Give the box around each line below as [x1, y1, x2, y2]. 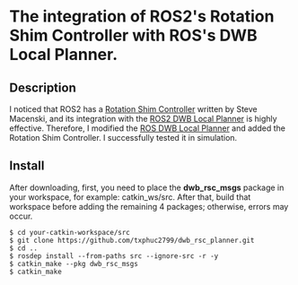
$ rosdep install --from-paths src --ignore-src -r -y [9, 251, 219, 261]
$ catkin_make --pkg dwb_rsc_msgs [9, 259, 139, 268]
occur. [9, 211, 33, 221]
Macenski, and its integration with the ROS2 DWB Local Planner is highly [9, 114, 277, 124]
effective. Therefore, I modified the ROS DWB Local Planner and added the [9, 123, 285, 134]
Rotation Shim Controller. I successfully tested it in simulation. [9, 133, 238, 142]
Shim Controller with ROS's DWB [9, 25, 258, 46]
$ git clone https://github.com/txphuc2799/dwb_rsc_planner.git [9, 236, 255, 245]
